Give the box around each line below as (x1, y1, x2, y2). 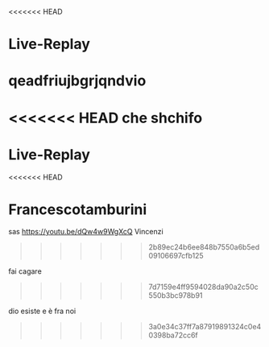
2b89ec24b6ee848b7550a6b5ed (148, 242, 260, 252)
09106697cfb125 (148, 251, 204, 261)
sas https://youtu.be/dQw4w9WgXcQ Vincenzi (8, 227, 163, 237)
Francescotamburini (8, 200, 147, 218)
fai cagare (8, 266, 42, 276)
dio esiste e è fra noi (8, 306, 77, 316)
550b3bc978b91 (148, 291, 203, 300)
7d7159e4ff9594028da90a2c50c (148, 282, 259, 292)
